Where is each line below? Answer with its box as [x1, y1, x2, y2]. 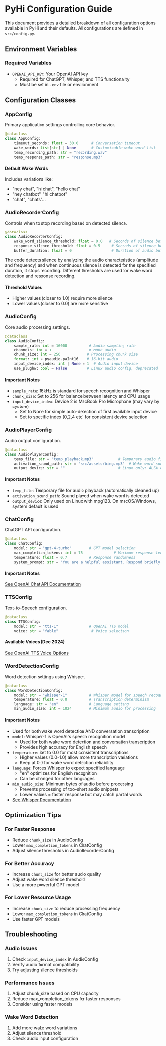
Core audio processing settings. [5, 324, 70, 330]
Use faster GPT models [12, 916, 60, 922]
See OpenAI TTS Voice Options [5, 650, 69, 656]
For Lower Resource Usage [5, 894, 71, 901]
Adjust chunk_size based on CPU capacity [12, 990, 99, 996]
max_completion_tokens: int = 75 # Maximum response [14, 550, 154, 555]
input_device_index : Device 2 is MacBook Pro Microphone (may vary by [12, 398, 160, 405]
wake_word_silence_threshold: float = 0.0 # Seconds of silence [14, 239, 154, 244]
